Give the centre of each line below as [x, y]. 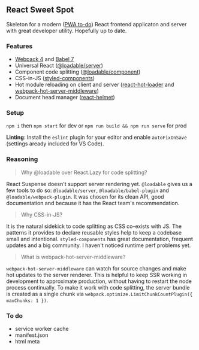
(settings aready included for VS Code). [55, 144]
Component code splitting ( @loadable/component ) [78, 72]
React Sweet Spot [40, 10]
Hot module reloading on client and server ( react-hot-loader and [94, 85]
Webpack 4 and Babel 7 [44, 59]
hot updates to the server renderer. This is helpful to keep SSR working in [97, 275]
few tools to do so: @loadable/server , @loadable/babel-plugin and [88, 190]
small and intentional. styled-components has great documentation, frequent [99, 239]
